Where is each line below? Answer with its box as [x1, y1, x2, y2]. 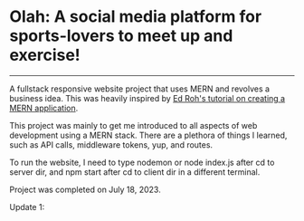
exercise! [9, 45, 81, 65]
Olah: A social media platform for [9, 6, 262, 27]
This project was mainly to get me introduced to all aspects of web [9, 120, 258, 130]
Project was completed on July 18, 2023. [9, 184, 161, 195]
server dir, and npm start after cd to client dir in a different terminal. [9, 166, 261, 178]
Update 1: [9, 201, 45, 212]
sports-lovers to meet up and [9, 25, 233, 46]
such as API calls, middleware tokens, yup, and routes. [9, 139, 214, 150]
